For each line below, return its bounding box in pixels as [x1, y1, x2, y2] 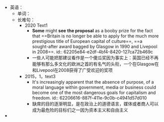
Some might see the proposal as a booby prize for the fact [32, 28, 153, 33]
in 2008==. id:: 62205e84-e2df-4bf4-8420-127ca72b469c [32, 49, 153, 55]
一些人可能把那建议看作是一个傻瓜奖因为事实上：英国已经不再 [32, 55, 159, 61]
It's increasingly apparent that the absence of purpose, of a [32, 79, 154, 85]
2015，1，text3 [24, 74, 56, 79]
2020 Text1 [24, 22, 48, 28]
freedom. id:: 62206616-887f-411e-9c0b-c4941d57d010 [32, 95, 147, 101]
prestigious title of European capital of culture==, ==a [32, 38, 143, 44]
